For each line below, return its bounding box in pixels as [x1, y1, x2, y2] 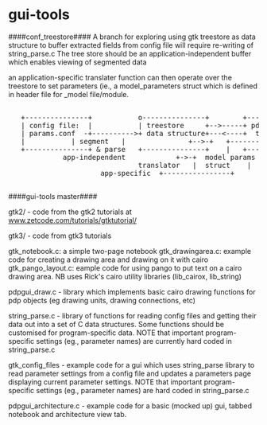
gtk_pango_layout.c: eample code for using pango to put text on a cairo [8, 263, 242, 272]
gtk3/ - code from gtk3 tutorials [8, 231, 112, 240]
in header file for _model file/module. [8, 89, 130, 99]
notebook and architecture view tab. [8, 409, 127, 419]
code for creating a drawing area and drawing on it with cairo [8, 255, 209, 264]
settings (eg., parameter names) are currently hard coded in [36, 336, 233, 345]
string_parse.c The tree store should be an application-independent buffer [8, 49, 252, 58]
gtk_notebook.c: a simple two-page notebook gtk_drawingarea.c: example [8, 246, 252, 255]
